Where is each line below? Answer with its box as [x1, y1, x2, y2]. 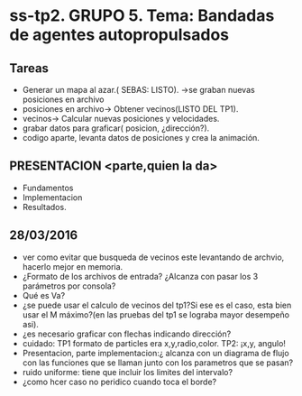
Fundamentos [22, 182, 74, 193]
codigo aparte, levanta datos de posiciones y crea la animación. [22, 133, 260, 143]
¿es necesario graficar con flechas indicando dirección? [22, 328, 232, 339]
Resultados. [22, 201, 67, 212]
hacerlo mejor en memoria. [22, 261, 124, 272]
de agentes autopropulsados [9, 24, 230, 45]
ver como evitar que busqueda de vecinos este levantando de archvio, [22, 252, 285, 262]
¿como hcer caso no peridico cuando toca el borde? [22, 376, 217, 387]
